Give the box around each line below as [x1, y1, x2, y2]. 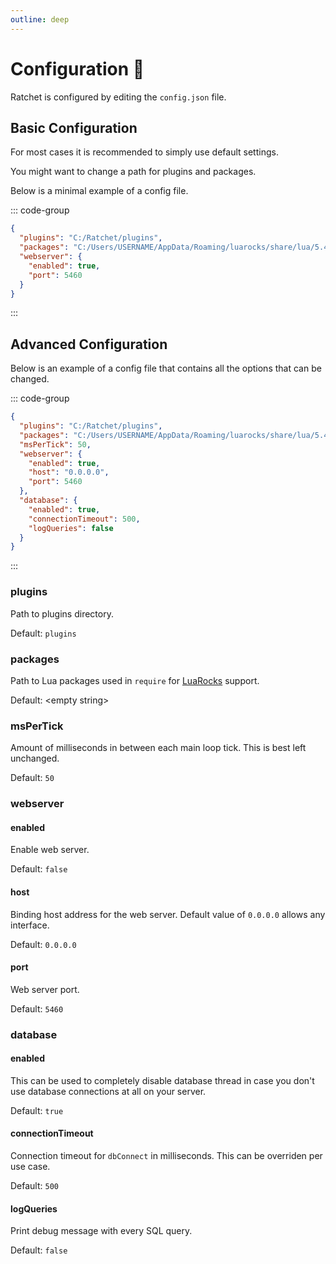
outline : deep [10, 14, 70, 25]
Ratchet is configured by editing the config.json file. [10, 91, 227, 103]
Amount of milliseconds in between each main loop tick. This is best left [10, 742, 307, 754]
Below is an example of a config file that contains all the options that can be [10, 362, 322, 375]
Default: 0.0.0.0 [10, 938, 77, 950]
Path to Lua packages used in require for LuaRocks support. [10, 674, 260, 686]
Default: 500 [10, 1180, 59, 1192]
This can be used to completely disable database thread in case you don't [10, 1074, 315, 1086]
